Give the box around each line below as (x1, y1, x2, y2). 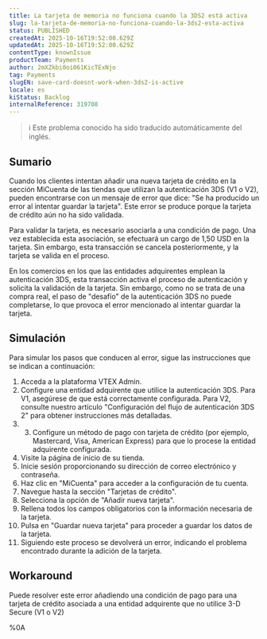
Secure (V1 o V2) (9, 607, 64, 617)
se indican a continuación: (9, 361, 95, 370)
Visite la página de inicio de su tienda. (20, 453, 145, 462)
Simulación (9, 331, 66, 345)
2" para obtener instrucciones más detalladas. (20, 410, 172, 420)
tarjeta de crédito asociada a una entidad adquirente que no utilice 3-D (9, 598, 241, 608)
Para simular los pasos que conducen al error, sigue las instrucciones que (9, 352, 251, 363)
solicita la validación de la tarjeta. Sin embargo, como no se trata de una (9, 283, 246, 292)
